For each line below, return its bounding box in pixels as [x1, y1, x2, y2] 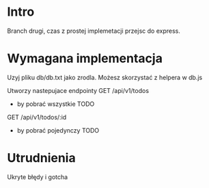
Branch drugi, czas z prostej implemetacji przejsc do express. [7, 27, 181, 35]
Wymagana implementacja [7, 51, 163, 66]
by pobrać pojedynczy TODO [16, 126, 100, 134]
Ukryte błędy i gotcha [7, 172, 68, 181]
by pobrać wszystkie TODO [16, 100, 95, 108]
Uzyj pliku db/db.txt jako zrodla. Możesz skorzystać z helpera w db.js [7, 73, 203, 81]
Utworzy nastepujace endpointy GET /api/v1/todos [7, 86, 149, 94]
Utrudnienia [7, 150, 76, 166]
